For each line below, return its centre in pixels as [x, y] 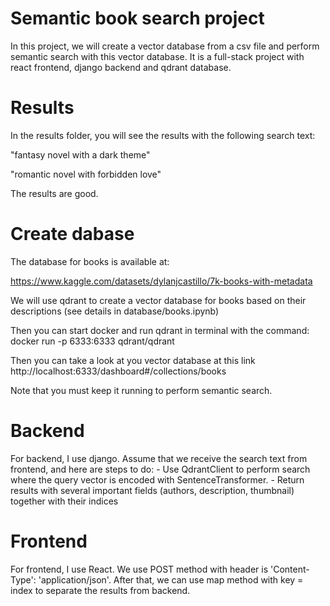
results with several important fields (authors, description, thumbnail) [152, 490]
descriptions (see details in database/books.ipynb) [115, 311]
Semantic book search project [137, 18]
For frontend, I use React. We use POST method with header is [139, 569]
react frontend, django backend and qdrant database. [121, 67]
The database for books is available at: [90, 261]
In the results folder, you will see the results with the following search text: [163, 135]
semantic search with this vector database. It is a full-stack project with [157, 56]
